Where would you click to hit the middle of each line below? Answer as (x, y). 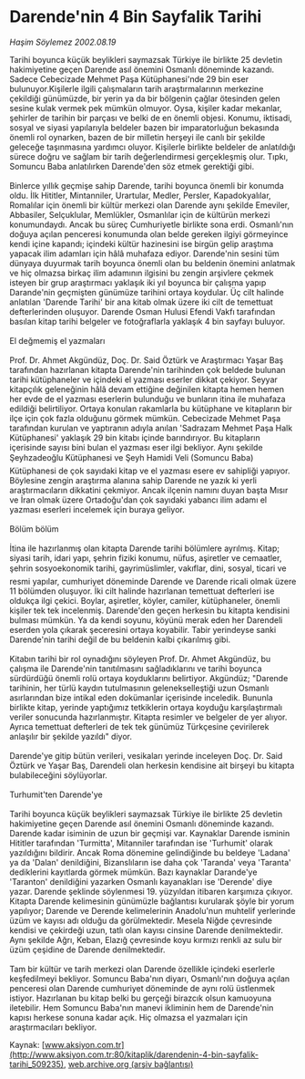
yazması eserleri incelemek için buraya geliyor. (97, 509)
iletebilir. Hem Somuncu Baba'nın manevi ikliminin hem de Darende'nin (142, 1007)
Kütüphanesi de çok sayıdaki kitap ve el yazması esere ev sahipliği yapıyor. (150, 471)
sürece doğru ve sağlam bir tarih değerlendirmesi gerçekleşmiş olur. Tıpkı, (149, 156)
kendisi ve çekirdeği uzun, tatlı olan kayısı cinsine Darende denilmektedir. (147, 930)
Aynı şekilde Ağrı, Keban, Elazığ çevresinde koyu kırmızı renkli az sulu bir (146, 939)
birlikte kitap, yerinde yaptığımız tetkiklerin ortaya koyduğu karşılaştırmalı (146, 707)
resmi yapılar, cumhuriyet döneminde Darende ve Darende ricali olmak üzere (153, 581)
